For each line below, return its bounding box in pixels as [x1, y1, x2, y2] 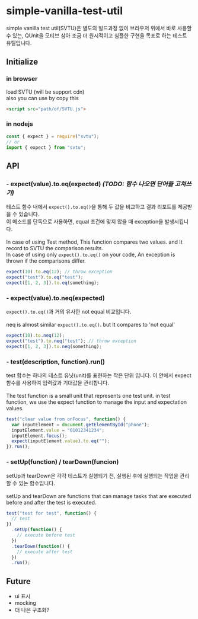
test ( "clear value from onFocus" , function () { [6, 416, 126, 422]
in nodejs [6, 120, 34, 128]
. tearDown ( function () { [11, 543, 70, 549]
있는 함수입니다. [18, 479, 55, 487]
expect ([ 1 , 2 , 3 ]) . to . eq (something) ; [6, 280, 100, 286]
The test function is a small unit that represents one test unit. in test [6, 392, 171, 399]
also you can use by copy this [6, 94, 79, 101]
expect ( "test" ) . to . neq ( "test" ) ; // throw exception [6, 338, 136, 344]
